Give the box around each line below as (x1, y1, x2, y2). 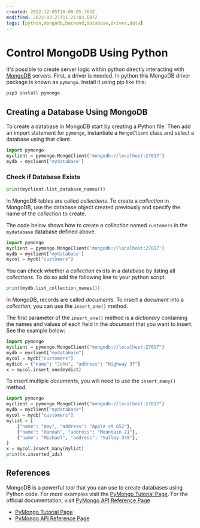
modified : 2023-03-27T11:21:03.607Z (6, 14, 98, 20)
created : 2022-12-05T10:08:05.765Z (6, 8, 95, 15)
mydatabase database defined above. (6, 228, 96, 235)
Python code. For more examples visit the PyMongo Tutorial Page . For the (6, 490, 189, 497)
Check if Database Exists (6, 173, 81, 181)
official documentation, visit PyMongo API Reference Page (6, 497, 151, 504)
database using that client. (6, 136, 72, 143)
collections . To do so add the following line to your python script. (6, 274, 166, 281)
